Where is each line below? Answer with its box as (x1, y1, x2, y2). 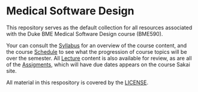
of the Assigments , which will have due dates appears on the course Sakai (6, 61, 190, 68)
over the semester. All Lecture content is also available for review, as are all (6, 54, 192, 62)
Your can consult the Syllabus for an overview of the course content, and (6, 42, 187, 49)
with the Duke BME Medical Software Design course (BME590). (6, 30, 163, 37)
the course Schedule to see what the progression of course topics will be (6, 48, 187, 55)
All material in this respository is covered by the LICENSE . (6, 79, 149, 86)
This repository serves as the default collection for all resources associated (6, 24, 193, 31)
